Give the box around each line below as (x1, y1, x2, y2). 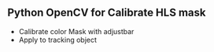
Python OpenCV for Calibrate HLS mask (7, 6, 206, 19)
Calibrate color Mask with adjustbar (18, 26, 135, 36)
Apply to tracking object (18, 35, 98, 44)
